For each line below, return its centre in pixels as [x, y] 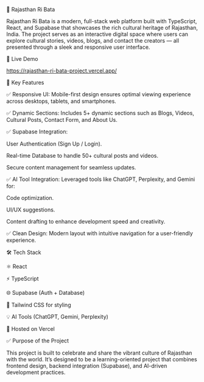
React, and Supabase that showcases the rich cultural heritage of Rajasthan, [102, 28]
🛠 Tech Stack [24, 252]
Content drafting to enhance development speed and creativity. [86, 221]
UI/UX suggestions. [31, 210]
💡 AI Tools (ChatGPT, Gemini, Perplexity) [57, 317]
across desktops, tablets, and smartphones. [62, 101]
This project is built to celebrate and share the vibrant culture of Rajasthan [99, 353]
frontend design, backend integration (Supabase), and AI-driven [87, 366]
